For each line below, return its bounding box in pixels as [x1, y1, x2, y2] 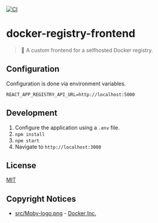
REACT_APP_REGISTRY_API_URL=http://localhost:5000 [6, 91, 135, 97]
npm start [14, 138, 40, 144]
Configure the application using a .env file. [14, 124, 120, 131]
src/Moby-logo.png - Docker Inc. [14, 210, 97, 217]
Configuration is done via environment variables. [6, 80, 126, 87]
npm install [14, 131, 45, 138]
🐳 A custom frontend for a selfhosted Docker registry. [20, 46, 154, 53]
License [6, 160, 37, 171]
